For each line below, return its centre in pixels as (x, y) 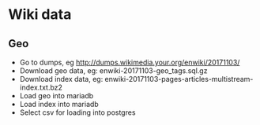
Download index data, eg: (61, 79)
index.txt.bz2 (41, 87)
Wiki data (40, 15)
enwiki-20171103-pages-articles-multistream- (179, 79)
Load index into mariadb (59, 104)
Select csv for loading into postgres (77, 112)
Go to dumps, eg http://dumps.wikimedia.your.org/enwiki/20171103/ (130, 62)
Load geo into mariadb (57, 96)
